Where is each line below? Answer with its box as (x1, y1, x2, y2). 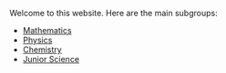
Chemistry (22, 44, 62, 55)
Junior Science (22, 54, 80, 64)
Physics (22, 35, 53, 45)
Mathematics (22, 25, 72, 35)
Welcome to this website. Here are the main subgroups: (9, 8, 218, 18)
